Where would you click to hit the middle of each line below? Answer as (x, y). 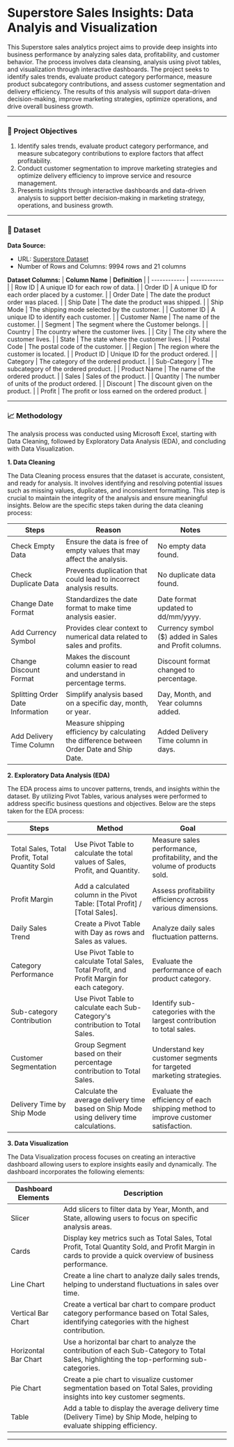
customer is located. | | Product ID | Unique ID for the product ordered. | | (112, 354)
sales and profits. (94, 645)
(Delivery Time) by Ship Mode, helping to (130, 1416)
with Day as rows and (109, 932)
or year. (78, 712)
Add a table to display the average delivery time (141, 1408)
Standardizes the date (102, 599)
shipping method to (184, 1109)
